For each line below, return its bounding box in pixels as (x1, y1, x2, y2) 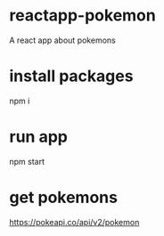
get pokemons (9, 188, 119, 208)
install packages (9, 66, 134, 86)
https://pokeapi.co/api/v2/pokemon (9, 216, 140, 227)
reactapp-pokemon (9, 5, 156, 26)
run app (9, 126, 69, 147)
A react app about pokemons (9, 35, 116, 45)
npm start (9, 156, 45, 167)
